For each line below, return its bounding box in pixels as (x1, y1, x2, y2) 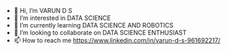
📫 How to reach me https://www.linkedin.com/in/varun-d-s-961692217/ (13, 37, 221, 44)
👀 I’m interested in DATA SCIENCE (13, 14, 111, 22)
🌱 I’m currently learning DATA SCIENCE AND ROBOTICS (13, 21, 174, 29)
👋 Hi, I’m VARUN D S (13, 7, 73, 14)
